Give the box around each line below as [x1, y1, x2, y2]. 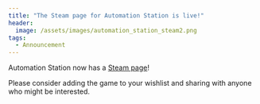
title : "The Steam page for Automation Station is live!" [8, 11, 204, 20]
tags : [8, 33, 26, 42]
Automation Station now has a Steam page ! [8, 63, 149, 72]
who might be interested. [8, 87, 90, 96]
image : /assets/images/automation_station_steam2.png [15, 26, 197, 34]
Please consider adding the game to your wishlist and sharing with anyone [8, 79, 252, 88]
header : [8, 19, 34, 27]
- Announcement [15, 41, 66, 49]
